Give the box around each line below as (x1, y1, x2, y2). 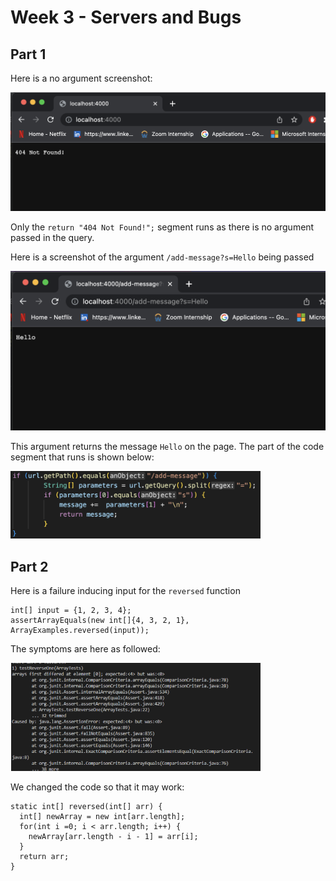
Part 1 (10, 46, 47, 63)
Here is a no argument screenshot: (10, 72, 153, 84)
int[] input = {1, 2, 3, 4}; (10, 606, 132, 616)
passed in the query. (10, 231, 95, 243)
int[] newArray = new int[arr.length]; (19, 812, 186, 822)
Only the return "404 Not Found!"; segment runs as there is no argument (10, 221, 315, 233)
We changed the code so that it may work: (10, 781, 185, 793)
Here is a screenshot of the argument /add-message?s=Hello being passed (10, 251, 315, 263)
